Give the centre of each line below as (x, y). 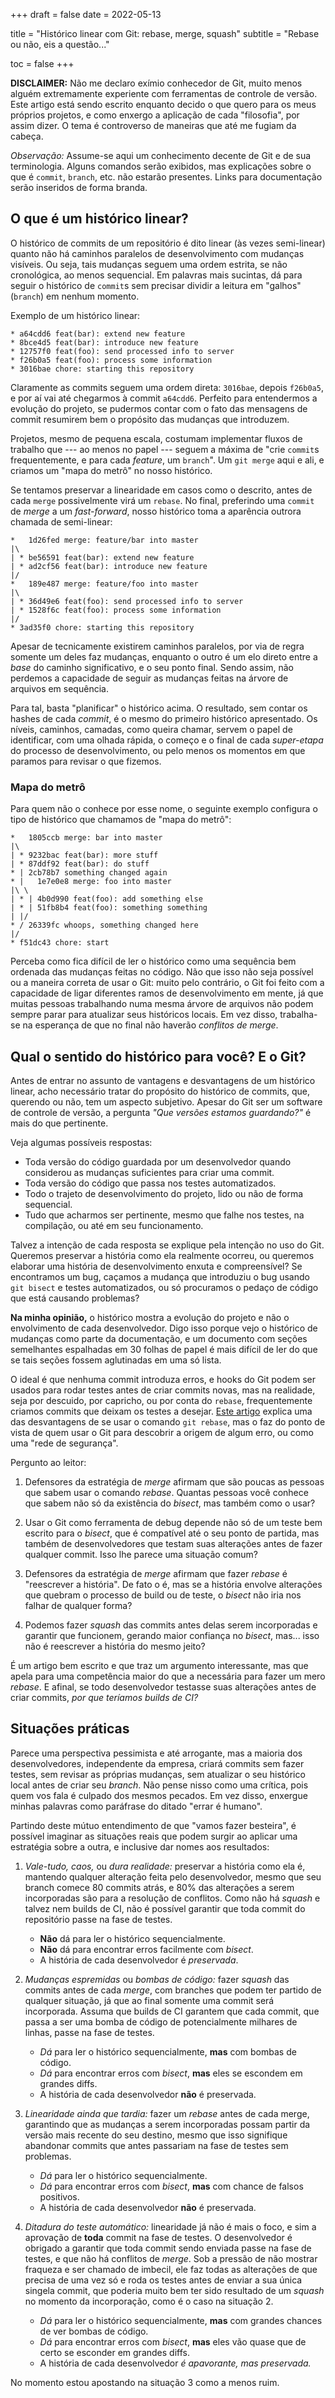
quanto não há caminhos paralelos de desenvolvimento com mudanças (157, 253)
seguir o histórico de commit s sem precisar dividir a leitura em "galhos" (156, 285)
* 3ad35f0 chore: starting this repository (102, 627)
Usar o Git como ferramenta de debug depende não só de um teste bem (173, 1522)
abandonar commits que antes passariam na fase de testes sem (156, 2145)
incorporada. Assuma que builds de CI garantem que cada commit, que (172, 2011)
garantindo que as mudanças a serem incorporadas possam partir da (167, 2124)
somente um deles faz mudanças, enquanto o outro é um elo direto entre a (164, 656)
